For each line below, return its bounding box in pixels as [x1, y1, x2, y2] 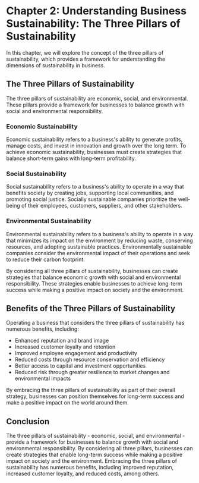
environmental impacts [14, 375, 71, 382]
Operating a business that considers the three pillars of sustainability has [6, 319, 185, 327]
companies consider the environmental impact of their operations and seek [6, 249, 190, 256]
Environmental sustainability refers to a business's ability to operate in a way [6, 230, 194, 237]
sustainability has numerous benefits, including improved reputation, [6, 464, 174, 471]
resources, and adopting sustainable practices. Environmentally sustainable [6, 243, 191, 250]
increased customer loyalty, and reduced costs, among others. [6, 470, 160, 477]
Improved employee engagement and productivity [14, 350, 138, 357]
